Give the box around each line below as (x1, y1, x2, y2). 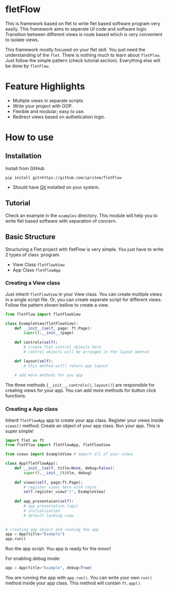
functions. (5, 393, 26, 399)
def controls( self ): (14, 340, 58, 345)
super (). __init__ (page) (23, 330, 74, 336)
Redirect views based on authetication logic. (12, 114, 106, 120)
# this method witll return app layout (23, 363, 108, 368)
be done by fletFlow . (5, 63, 50, 69)
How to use (5, 131, 54, 143)
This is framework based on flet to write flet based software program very (5, 20, 160, 26)
